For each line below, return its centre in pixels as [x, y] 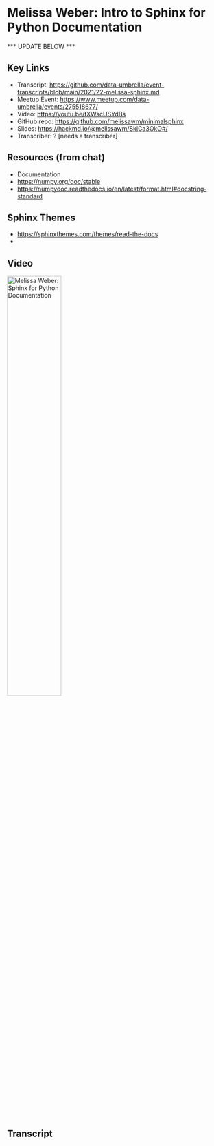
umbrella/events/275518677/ [57, 106]
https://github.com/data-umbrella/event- [107, 85]
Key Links [28, 68]
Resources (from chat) [56, 157]
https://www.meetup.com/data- [105, 99]
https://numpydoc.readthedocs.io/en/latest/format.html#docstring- [112, 189]
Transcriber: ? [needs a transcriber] [67, 136]
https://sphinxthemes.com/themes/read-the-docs [87, 234]
